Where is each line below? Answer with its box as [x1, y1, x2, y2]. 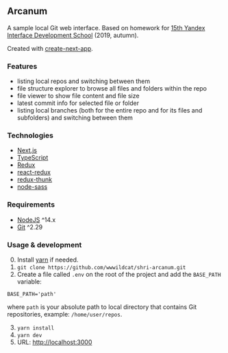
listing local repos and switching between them [16, 77, 151, 85]
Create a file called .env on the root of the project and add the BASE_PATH [16, 271, 221, 278]
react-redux [16, 168, 51, 176]
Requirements [7, 200, 55, 209]
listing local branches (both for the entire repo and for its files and [16, 106, 203, 115]
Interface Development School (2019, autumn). [7, 31, 139, 39]
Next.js [16, 146, 38, 155]
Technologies [7, 130, 53, 140]
